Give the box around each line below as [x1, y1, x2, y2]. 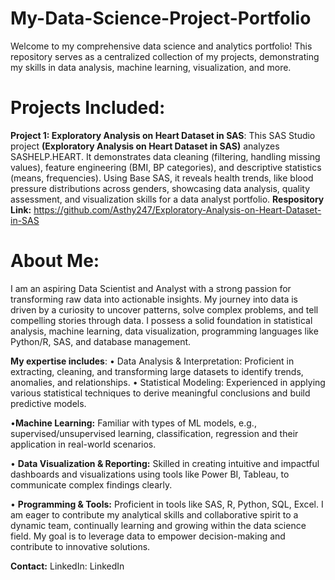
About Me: [10, 250, 100, 272]
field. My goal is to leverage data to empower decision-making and [10, 530, 286, 542]
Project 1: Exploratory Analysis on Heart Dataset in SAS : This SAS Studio [10, 129, 316, 141]
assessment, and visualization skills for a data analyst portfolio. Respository [10, 193, 325, 205]
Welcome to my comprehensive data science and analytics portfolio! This [10, 40, 313, 52]
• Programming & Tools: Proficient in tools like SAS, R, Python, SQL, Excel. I [10, 498, 324, 510]
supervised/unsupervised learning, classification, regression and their [10, 427, 299, 439]
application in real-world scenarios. [10, 438, 157, 450]
